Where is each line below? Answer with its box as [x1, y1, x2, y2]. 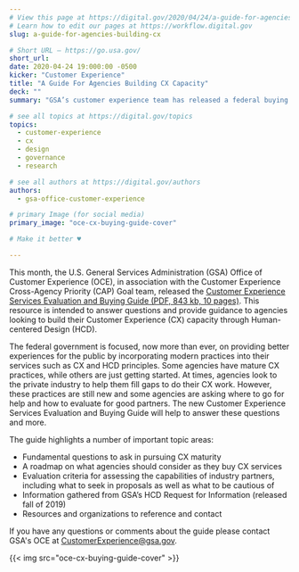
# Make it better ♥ [9, 235, 82, 244]
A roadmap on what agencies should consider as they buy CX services [21, 460, 283, 471]
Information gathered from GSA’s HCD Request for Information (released [21, 489, 287, 500]
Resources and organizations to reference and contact [21, 508, 222, 518]
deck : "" [9, 87, 42, 96]
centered [9, 323, 43, 335]
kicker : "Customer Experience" [9, 70, 125, 80]
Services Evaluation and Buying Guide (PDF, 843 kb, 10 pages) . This [9, 295, 260, 306]
